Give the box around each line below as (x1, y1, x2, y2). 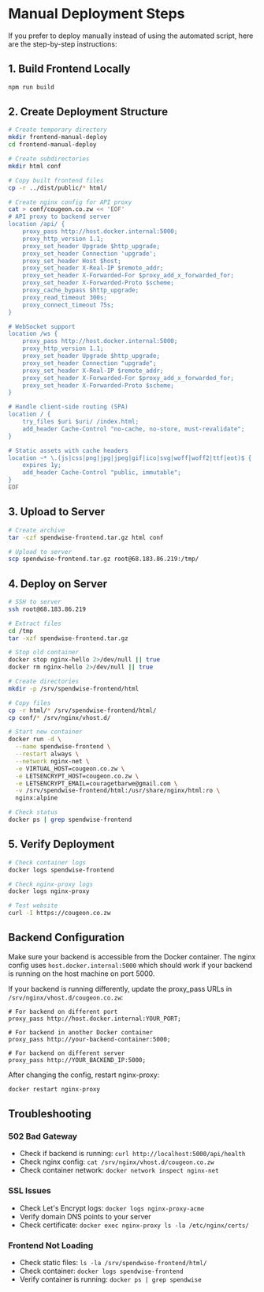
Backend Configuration (8, 931, 125, 944)
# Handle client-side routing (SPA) (8, 403, 128, 411)
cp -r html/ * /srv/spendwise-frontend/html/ (8, 706, 157, 714)
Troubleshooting (8, 1107, 92, 1121)
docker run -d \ (8, 736, 61, 744)
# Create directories (8, 677, 80, 686)
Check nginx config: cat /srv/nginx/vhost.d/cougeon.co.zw (19, 1157, 214, 1166)
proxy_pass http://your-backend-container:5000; (8, 1035, 171, 1043)
